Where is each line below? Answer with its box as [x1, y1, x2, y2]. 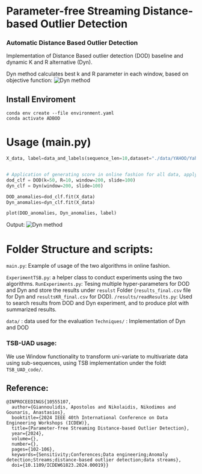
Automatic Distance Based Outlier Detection [6, 39, 138, 47]
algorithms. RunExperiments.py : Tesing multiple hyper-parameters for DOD [6, 280, 190, 288]
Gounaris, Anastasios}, [6, 409, 66, 416]
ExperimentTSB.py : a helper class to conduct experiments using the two [6, 274, 182, 281]
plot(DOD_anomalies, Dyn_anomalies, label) [6, 210, 117, 216]
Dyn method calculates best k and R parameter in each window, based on [6, 71, 189, 78]
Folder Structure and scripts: [6, 242, 153, 256]
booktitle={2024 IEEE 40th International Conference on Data [11, 415, 168, 421]
